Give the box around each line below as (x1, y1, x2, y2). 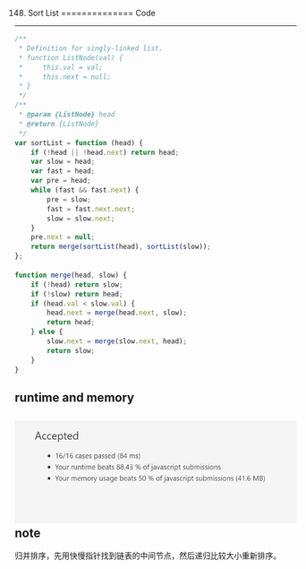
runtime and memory (14, 390, 135, 405)
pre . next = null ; (30, 233, 96, 242)
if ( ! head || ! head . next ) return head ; (30, 148, 180, 157)
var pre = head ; (30, 177, 92, 185)
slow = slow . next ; (47, 214, 115, 223)
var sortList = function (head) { (14, 138, 144, 147)
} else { (30, 327, 64, 337)
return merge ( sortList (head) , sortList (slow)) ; (30, 242, 211, 252)
